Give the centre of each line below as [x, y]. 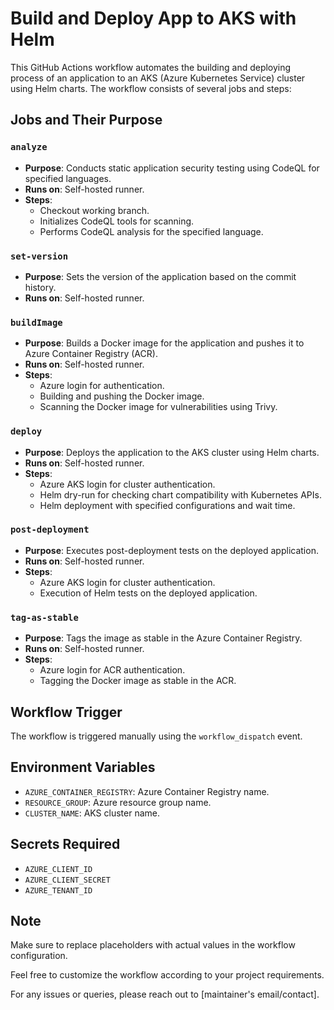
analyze [29, 147]
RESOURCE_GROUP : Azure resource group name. [118, 802]
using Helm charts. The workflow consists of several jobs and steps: [151, 88]
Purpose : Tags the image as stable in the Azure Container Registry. [163, 638]
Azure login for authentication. [102, 386]
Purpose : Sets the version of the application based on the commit [160, 276]
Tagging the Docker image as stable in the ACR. [138, 681]
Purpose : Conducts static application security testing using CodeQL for [172, 168]
